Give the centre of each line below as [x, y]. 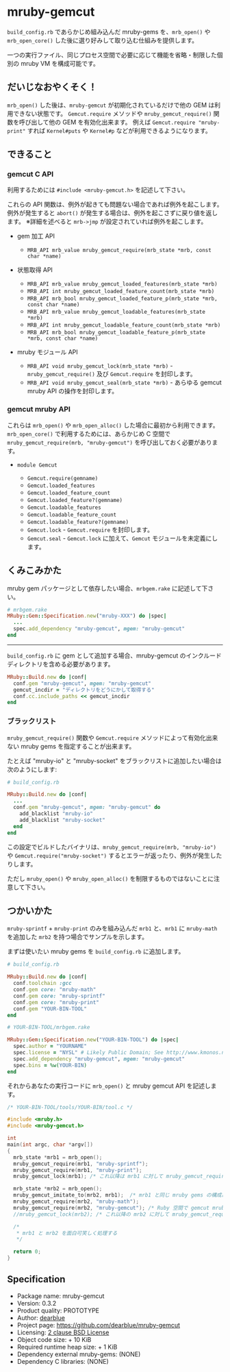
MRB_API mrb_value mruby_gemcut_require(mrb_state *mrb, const [119, 251]
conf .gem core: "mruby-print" [56, 1002]
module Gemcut [37, 465]
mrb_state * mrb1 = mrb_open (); [58, 1157]
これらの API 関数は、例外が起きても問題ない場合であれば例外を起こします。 [115, 204]
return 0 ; [27, 1252]
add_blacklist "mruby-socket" [63, 820]
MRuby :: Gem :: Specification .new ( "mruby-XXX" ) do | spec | [87, 616]
